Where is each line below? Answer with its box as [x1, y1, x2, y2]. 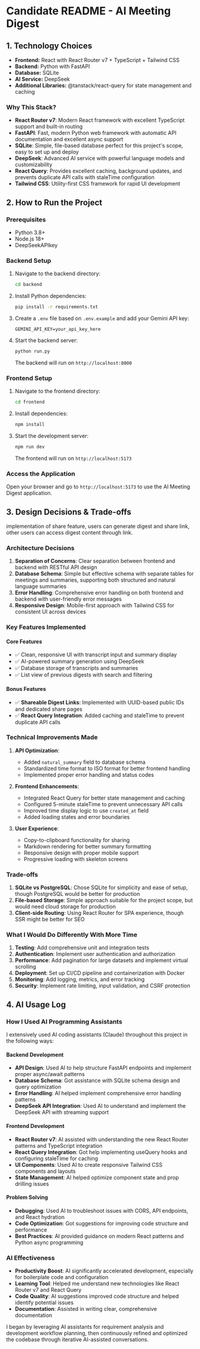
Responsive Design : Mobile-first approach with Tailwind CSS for [14, 602, 175, 609]
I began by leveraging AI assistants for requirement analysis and [6, 1323, 164, 1330]
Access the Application [6, 469, 76, 478]
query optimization [14, 1083, 61, 1090]
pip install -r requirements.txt [14, 304, 99, 310]
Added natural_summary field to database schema [23, 758, 146, 766]
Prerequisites [6, 215, 46, 223]
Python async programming [14, 1239, 84, 1246]
